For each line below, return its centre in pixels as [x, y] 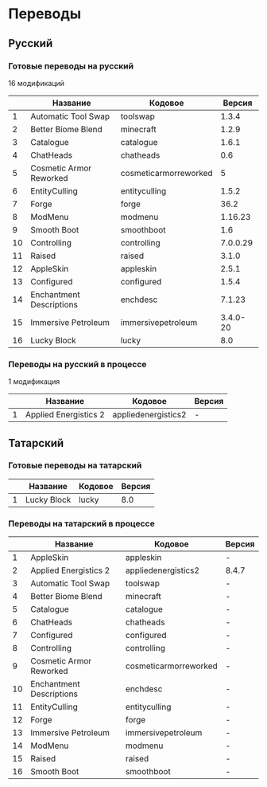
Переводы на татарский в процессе [81, 523]
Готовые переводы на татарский [75, 465]
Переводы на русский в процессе [77, 364]
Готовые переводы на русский [71, 66]
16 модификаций [37, 83]
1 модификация [34, 382]
